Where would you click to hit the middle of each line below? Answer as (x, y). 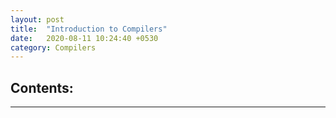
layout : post (37, 19)
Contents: (42, 87)
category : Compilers (53, 47)
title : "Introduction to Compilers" (89, 29)
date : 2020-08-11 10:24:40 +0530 (84, 38)
